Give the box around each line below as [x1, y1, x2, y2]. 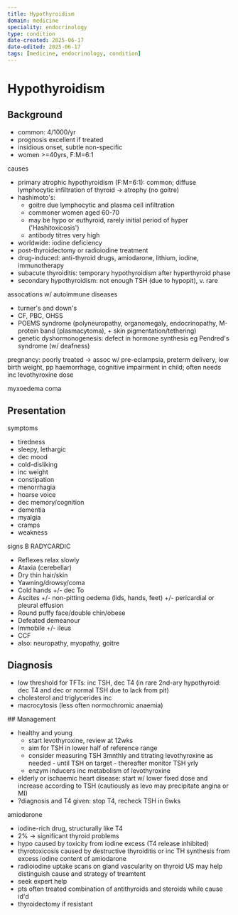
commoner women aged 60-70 [28, 208, 120, 217]
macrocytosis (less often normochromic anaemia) [17, 701, 163, 710]
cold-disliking [17, 460, 58, 469]
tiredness [17, 437, 45, 446]
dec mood [17, 452, 48, 461]
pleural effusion [17, 601, 64, 609]
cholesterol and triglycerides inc [17, 693, 112, 702]
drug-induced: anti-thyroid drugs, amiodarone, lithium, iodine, [17, 253, 199, 262]
